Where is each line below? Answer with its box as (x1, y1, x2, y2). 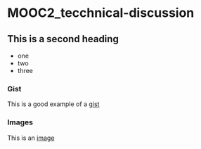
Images (7, 117, 34, 127)
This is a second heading (7, 33, 119, 45)
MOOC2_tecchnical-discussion (7, 5, 195, 21)
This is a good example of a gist (7, 100, 100, 108)
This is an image (7, 134, 55, 142)
